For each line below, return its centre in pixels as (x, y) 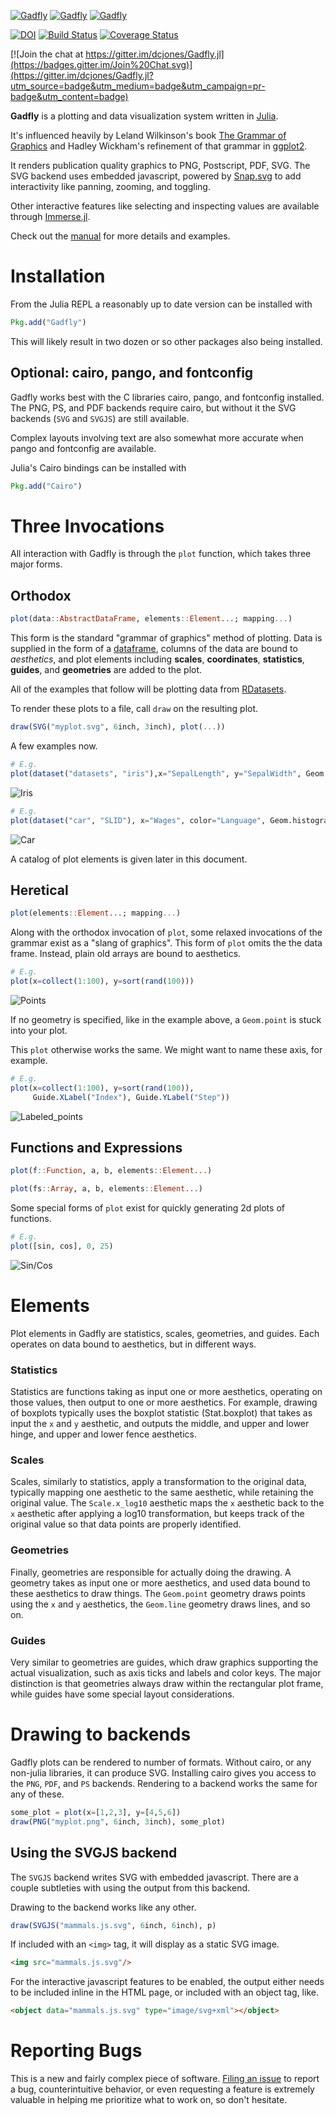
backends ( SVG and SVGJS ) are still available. (100, 418)
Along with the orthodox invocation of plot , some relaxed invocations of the (166, 932)
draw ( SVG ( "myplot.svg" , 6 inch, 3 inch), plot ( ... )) (118, 727)
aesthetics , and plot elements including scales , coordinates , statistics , (157, 659)
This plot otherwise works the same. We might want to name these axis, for (166, 1049)
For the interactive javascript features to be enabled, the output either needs (167, 1982)
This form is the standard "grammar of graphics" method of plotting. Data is (166, 638)
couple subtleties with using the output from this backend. (130, 1887)
